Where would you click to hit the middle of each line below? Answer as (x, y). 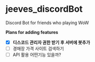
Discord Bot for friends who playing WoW (47, 23)
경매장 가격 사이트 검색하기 (38, 48)
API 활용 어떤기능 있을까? (37, 55)
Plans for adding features (32, 32)
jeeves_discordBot (44, 9)
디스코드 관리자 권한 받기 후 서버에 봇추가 (51, 42)
